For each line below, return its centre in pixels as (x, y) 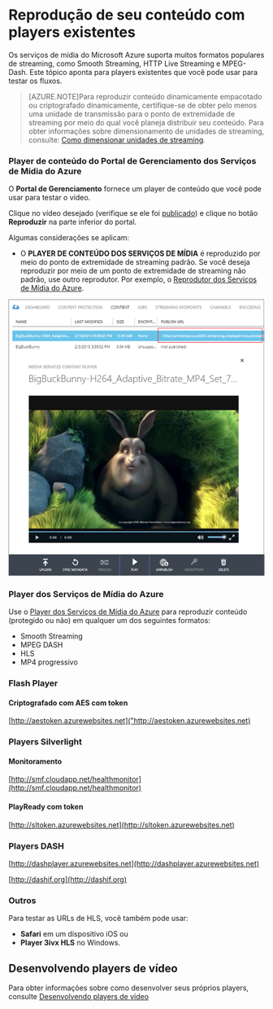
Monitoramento (35, 761)
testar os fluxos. (35, 81)
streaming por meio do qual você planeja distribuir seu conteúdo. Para (146, 122)
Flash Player (33, 683)
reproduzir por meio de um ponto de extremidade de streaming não (133, 271)
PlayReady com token (46, 807)
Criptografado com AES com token (68, 703)
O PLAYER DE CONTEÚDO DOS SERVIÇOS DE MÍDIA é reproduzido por (140, 253)
